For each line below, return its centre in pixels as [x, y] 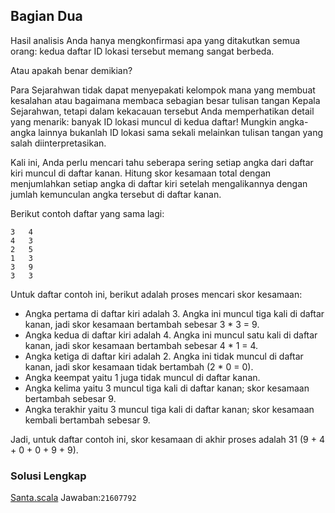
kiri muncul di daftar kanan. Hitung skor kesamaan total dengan [141, 173]
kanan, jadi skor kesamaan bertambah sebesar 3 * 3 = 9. [142, 324]
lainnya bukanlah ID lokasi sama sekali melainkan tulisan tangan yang [181, 132]
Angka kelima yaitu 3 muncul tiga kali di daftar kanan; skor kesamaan [167, 388]
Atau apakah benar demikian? [71, 70]
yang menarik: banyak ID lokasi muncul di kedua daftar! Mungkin [143, 121]
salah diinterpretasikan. [58, 143]
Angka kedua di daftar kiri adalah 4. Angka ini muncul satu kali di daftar [171, 335]
